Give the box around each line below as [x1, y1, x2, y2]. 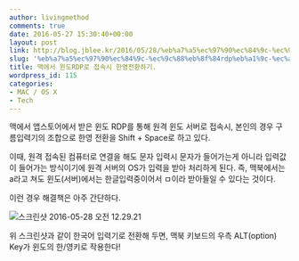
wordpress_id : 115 [9, 71, 77, 80]
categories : [9, 79, 53, 88]
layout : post [9, 37, 58, 47]
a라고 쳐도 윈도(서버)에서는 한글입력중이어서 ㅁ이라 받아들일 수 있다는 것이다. [9, 174, 276, 184]
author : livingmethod [9, 12, 90, 22]
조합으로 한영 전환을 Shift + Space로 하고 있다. [47, 133, 211, 143]
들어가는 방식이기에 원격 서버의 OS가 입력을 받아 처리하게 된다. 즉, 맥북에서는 [18, 162, 287, 174]
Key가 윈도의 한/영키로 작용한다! [9, 241, 122, 252]
